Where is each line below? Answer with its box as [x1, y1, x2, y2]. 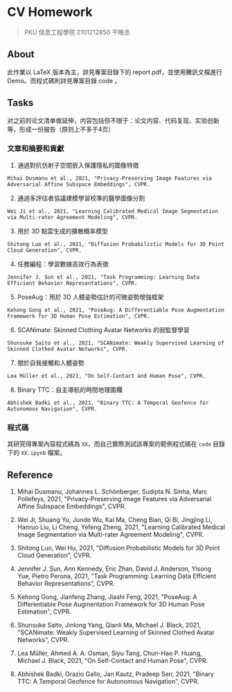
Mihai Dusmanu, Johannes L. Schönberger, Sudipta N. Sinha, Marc [17, 487, 208, 496]
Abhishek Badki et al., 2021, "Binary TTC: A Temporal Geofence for [7, 399, 209, 406]
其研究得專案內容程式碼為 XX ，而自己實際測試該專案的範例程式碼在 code [7, 440, 211, 448]
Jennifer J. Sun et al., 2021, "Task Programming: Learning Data [7, 273, 199, 281]
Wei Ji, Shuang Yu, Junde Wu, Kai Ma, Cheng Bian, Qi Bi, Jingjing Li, [17, 515, 213, 524]
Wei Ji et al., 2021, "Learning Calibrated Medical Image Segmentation [7, 207, 218, 215]
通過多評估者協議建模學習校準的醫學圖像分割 [17, 193, 145, 202]
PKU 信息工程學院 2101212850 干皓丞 [24, 28, 130, 36]
